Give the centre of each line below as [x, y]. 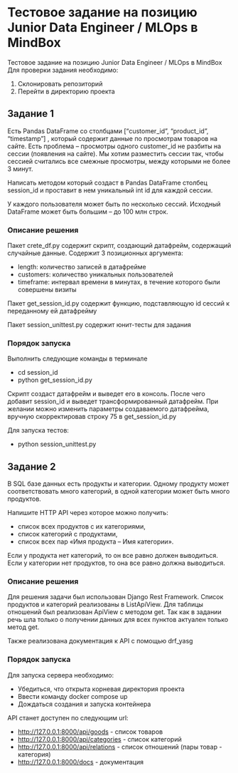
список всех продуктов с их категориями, [81, 526]
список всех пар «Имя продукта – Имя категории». [96, 541]
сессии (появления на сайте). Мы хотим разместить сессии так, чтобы [115, 153]
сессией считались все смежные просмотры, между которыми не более [119, 161]
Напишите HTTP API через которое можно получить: [88, 513]
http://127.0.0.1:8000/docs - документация [81, 762]
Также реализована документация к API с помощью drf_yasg [100, 641]
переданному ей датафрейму [52, 311]
